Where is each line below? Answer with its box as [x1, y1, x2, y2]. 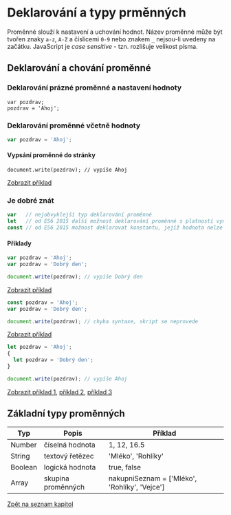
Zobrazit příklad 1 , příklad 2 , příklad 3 [7, 387, 112, 396]
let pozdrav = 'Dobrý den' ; [13, 356, 94, 363]
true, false [109, 462, 141, 472]
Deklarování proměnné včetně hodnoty [7, 121, 141, 130]
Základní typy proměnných [7, 408, 125, 420]
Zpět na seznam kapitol [7, 500, 74, 508]
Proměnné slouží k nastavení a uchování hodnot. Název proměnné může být [7, 28, 223, 36]
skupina [43, 474, 70, 483]
